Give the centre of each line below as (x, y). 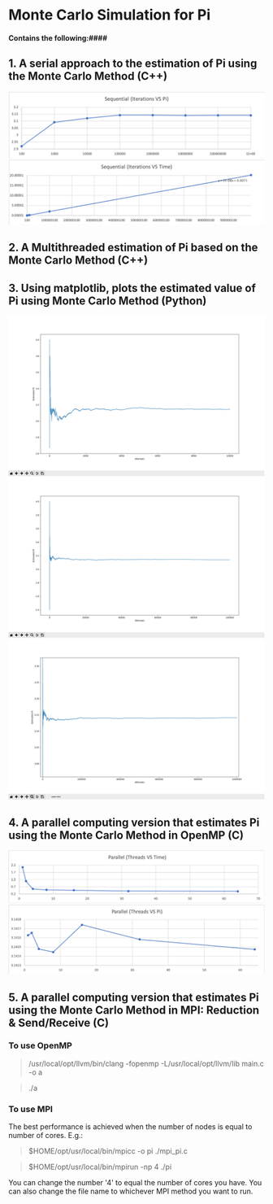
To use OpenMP (41, 1045)
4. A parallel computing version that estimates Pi (134, 822)
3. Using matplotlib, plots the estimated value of (132, 288)
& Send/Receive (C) (59, 1023)
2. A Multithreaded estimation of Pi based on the (133, 248)
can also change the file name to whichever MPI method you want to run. (131, 1191)
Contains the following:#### (58, 37)
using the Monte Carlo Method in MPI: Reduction (134, 1010)
